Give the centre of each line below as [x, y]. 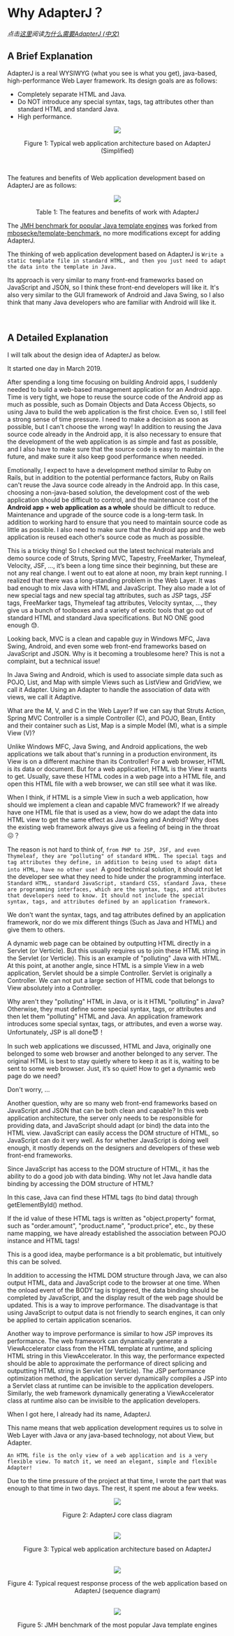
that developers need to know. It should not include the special [106, 895]
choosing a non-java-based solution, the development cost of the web [109, 492]
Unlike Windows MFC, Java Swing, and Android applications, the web [108, 747]
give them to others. [36, 929]
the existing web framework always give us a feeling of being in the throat [114, 827]
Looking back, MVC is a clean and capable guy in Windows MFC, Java [109, 639]
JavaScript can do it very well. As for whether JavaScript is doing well [108, 1140]
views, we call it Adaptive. [45, 697]
